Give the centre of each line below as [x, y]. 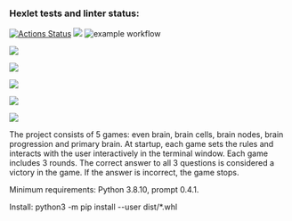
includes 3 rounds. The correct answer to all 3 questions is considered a [142, 163]
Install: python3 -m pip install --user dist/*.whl [93, 207]
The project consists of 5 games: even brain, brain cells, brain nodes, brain [146, 135]
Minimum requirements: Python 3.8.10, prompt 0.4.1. [104, 190]
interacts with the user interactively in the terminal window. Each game [139, 153]
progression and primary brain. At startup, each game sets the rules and [142, 144]
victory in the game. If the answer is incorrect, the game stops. [124, 173]
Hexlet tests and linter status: [74, 13]
